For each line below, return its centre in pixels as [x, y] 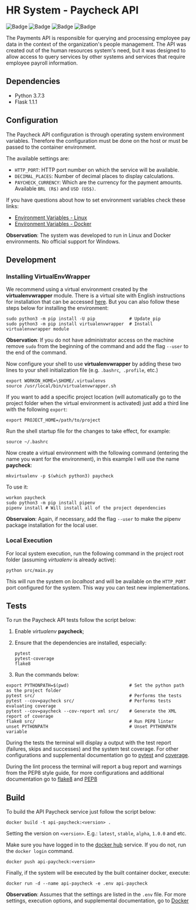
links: [13, 206]
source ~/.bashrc [27, 442]
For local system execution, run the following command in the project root [95, 553]
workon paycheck [26, 498]
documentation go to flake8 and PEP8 [52, 779]
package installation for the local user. [52, 525]
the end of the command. [37, 353]
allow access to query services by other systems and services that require [96, 56]
